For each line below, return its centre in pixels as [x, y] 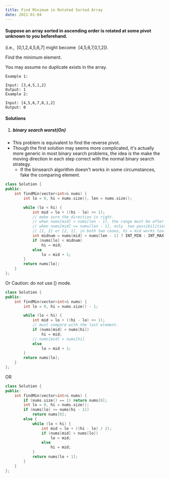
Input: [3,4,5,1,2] [26, 85]
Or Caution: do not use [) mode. [38, 283]
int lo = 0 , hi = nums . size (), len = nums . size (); [78, 198]
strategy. [22, 164]
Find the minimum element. [34, 57]
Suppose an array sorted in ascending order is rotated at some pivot [78, 31]
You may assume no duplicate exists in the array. [56, 67]
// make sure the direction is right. [73, 217]
